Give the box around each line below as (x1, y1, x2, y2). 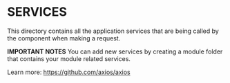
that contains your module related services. (7, 54, 131, 62)
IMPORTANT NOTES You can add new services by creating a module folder (7, 47, 223, 56)
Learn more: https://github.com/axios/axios (7, 68, 131, 76)
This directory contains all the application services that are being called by (7, 27, 219, 35)
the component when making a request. (7, 34, 121, 42)
